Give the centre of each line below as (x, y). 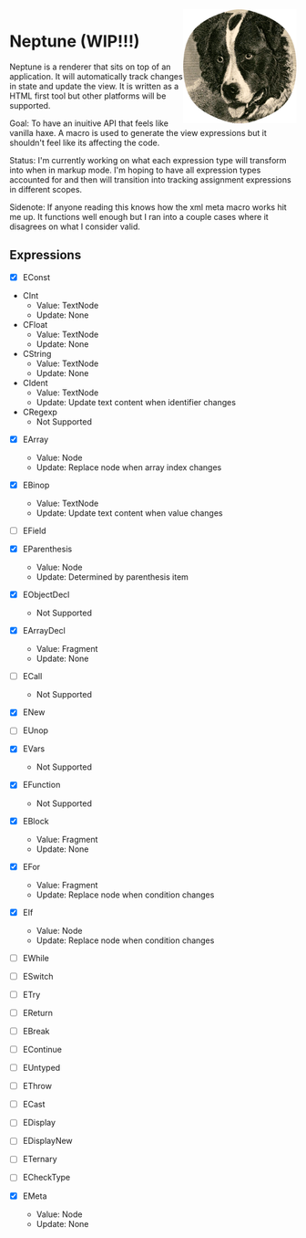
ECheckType (46, 1178)
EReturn (37, 1012)
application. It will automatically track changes (97, 76)
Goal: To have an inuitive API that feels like (89, 123)
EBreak (36, 1031)
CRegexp (40, 412)
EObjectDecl (46, 595)
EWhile (36, 958)
